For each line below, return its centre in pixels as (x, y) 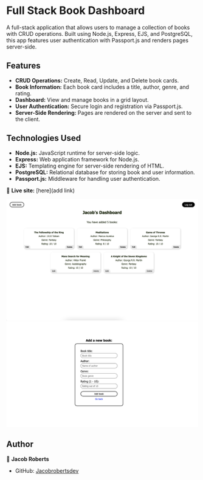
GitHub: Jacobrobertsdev (47, 470)
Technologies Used (43, 138)
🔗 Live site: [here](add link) (40, 190)
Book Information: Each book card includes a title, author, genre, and (102, 87)
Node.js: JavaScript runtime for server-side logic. (77, 153)
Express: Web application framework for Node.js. (77, 159)
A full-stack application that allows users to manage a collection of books (98, 27)
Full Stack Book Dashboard (76, 11)
